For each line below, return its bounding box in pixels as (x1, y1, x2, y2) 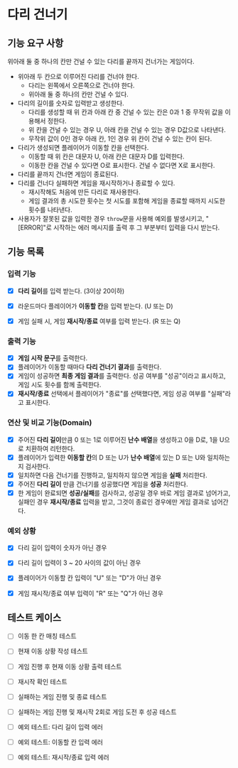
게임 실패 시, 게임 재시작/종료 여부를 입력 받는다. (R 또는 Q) (17, 317, 181, 325)
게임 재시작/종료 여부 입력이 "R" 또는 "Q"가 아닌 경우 (17, 589, 163, 597)
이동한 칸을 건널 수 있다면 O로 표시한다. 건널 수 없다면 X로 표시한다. (28, 161, 215, 169)
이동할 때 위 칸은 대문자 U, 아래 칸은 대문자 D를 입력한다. (28, 152, 185, 161)
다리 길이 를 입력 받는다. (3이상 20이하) (17, 286, 125, 295)
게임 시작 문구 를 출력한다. (17, 354, 88, 362)
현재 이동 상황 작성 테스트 (17, 647, 89, 656)
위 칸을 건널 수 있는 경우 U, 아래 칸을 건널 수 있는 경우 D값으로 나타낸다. (28, 126, 226, 134)
